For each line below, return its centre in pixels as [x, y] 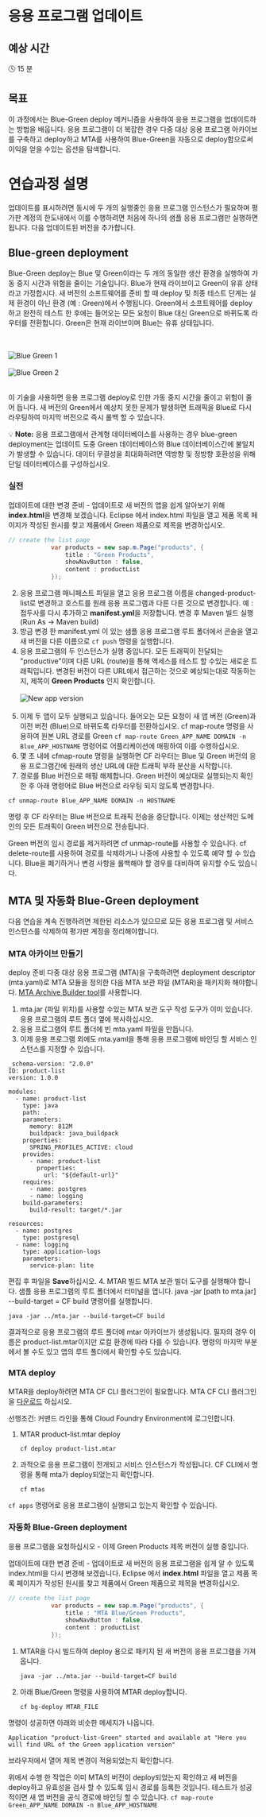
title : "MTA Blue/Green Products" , [125, 1613]
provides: [39, 1154]
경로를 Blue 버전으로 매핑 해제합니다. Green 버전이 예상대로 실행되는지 [129, 776]
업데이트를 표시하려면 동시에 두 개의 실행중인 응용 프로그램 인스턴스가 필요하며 [129, 207]
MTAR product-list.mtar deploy [70, 1434]
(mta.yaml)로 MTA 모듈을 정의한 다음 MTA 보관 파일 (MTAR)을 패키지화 [120, 983]
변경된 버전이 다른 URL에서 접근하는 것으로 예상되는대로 [142, 671]
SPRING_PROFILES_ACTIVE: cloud [81, 1148]
